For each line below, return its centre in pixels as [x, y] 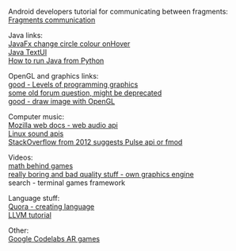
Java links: [26, 35]
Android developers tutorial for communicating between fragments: [118, 12]
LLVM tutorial [30, 215]
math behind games [41, 166]
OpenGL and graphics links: [53, 76]
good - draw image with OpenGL [62, 101]
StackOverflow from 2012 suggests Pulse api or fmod [95, 142]
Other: [19, 230]
